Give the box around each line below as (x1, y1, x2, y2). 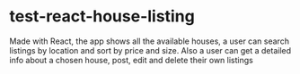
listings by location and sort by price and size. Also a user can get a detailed (9, 45, 292, 55)
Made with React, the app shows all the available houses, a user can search (9, 36, 290, 46)
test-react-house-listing (9, 6, 195, 27)
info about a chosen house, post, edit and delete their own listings (9, 54, 253, 65)
